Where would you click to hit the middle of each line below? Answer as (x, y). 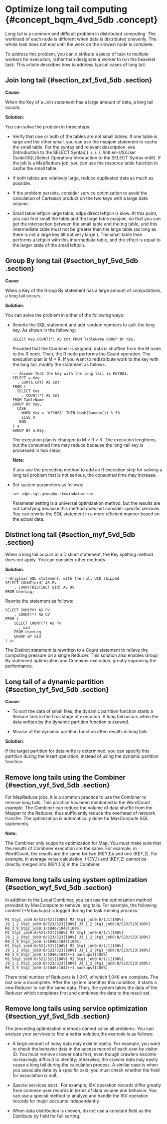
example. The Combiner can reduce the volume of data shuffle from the (79, 808)
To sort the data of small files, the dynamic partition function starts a (83, 711)
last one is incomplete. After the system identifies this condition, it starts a (81, 982)
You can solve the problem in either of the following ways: (65, 315)
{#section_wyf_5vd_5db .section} (59, 888)
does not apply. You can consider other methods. (56, 560)
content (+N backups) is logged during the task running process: (72, 910)
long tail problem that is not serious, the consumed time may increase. (84, 475)
